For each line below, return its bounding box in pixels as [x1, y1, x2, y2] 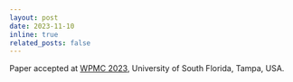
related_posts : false [9, 38, 91, 48]
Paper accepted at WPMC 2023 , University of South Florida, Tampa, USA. [9, 63, 285, 74]
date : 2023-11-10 [9, 22, 75, 31]
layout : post [9, 13, 59, 23]
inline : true [9, 30, 59, 39]
